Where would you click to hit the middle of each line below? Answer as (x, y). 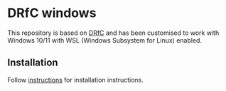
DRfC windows (52, 13)
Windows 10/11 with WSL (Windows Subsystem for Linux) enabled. (105, 40)
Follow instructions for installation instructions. (75, 80)
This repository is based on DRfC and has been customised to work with (113, 33)
